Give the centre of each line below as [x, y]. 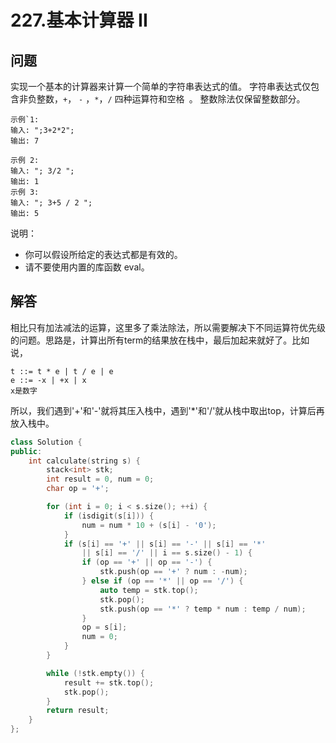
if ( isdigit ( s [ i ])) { [109, 516]
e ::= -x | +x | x [48, 380]
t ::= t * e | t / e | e [62, 371]
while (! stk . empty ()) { [95, 673]
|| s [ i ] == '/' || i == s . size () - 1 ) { [167, 553]
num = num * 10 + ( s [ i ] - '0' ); [149, 525]
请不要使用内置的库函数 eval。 [87, 267]
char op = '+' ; [78, 489]
